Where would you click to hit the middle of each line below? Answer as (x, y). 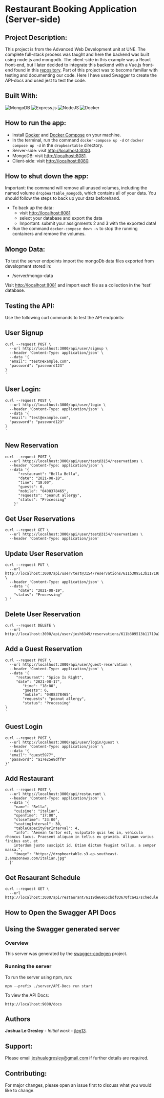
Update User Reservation (44, 553)
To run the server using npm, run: (39, 977)
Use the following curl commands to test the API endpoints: (65, 318)
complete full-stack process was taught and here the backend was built (77, 54)
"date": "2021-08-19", (41, 591)
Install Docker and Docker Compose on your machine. (66, 135)
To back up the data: (33, 208)
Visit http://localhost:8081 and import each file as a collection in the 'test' (79, 285)
